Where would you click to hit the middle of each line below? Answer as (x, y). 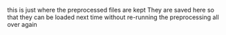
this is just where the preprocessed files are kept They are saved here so (111, 10)
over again (22, 24)
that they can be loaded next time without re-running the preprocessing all (113, 17)
